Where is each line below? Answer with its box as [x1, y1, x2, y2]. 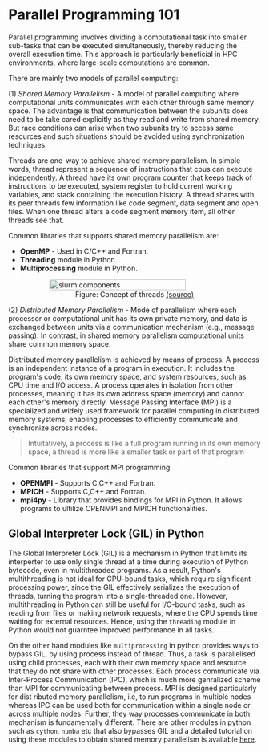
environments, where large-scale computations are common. [8, 58, 210, 67]
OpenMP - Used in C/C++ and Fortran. [19, 246, 149, 256]
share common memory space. [8, 339, 111, 348]
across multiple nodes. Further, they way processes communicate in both [8, 709, 251, 718]
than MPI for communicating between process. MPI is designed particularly [8, 683, 257, 693]
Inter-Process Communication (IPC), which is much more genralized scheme [8, 674, 261, 684]
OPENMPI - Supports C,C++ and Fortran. [19, 478, 156, 487]
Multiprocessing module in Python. [19, 263, 138, 273]
